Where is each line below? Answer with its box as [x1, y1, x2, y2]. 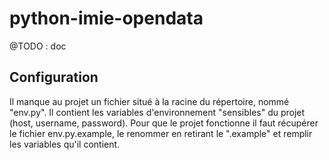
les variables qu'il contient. [9, 138, 121, 150]
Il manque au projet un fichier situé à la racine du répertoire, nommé [9, 95, 290, 107]
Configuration [9, 69, 99, 86]
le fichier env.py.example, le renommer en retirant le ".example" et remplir [9, 127, 313, 139]
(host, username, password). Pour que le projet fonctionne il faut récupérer [9, 117, 319, 129]
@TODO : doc [9, 40, 67, 52]
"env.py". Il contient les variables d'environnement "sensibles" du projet [9, 106, 306, 118]
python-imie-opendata [9, 7, 204, 30]
